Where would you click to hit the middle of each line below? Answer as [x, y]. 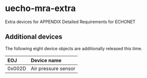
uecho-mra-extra [40, 8]
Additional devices [34, 37]
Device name [46, 60]
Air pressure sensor [53, 68]
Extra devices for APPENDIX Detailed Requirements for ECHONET [70, 22]
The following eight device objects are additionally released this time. [74, 48]
